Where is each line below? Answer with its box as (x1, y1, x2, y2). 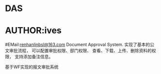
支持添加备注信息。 (14, 54, 53, 59)
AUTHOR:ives (5, 25, 62, 36)
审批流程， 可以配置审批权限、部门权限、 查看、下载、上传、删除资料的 (9, 48, 152, 54)
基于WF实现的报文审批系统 (5, 64, 59, 70)
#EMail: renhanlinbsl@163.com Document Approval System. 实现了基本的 (5, 42, 150, 47)
